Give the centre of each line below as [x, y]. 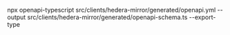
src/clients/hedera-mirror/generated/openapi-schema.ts [107, 17]
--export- [202, 17]
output [17, 17]
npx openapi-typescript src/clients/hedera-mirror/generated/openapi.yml [112, 10]
